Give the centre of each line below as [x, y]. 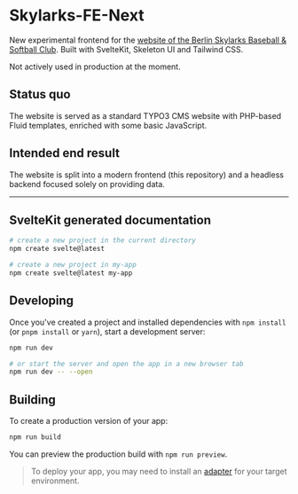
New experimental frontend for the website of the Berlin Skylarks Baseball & [148, 40]
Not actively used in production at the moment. [95, 67]
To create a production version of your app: [89, 421]
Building [32, 400]
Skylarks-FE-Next [77, 16]
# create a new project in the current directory [103, 240]
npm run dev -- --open [51, 372]
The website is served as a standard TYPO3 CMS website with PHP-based [145, 115]
